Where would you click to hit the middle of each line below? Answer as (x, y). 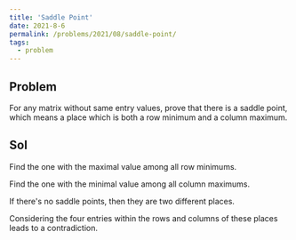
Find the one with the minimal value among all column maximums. (130, 184)
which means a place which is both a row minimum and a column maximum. (148, 117)
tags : (19, 42)
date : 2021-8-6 (37, 26)
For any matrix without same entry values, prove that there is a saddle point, (148, 108)
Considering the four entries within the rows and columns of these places (144, 218)
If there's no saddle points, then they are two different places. (122, 201)
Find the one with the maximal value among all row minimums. (123, 166)
